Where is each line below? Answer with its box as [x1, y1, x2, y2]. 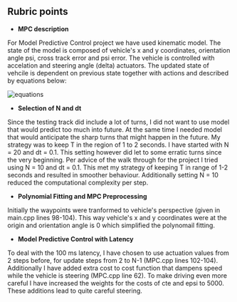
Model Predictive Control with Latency [17, 234, 134, 243]
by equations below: [7, 76, 67, 85]
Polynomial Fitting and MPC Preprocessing [17, 192, 147, 200]
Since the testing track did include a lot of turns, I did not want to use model [7, 118, 230, 126]
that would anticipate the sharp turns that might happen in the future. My [7, 132, 221, 141]
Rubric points [7, 6, 68, 18]
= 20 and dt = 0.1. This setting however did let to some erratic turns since [7, 147, 222, 156]
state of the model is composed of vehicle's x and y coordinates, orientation [7, 46, 231, 54]
